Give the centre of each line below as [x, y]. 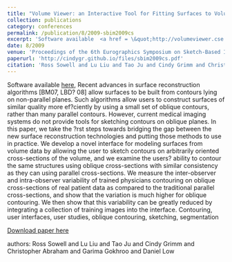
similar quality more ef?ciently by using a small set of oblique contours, [108, 106]
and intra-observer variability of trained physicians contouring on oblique [111, 180]
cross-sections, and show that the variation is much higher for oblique [107, 195]
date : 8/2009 [26, 46]
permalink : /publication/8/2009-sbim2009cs [71, 33]
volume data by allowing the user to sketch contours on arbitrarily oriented [113, 151]
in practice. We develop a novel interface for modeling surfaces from [105, 143]
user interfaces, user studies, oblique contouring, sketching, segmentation [113, 217]
